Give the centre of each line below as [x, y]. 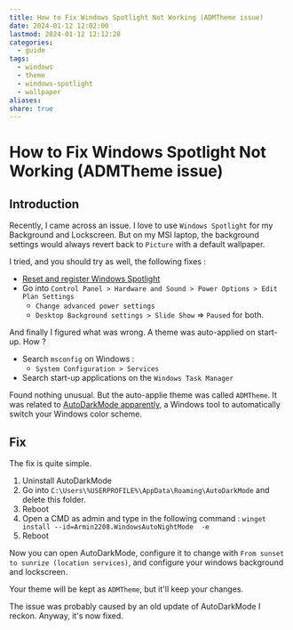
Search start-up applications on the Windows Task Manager [127, 378]
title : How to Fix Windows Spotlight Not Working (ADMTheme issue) [137, 17]
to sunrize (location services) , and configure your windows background [146, 562]
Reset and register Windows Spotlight [91, 279]
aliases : [25, 100]
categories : [31, 42]
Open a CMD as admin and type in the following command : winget [144, 519]
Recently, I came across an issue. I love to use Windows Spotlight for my [141, 226]
